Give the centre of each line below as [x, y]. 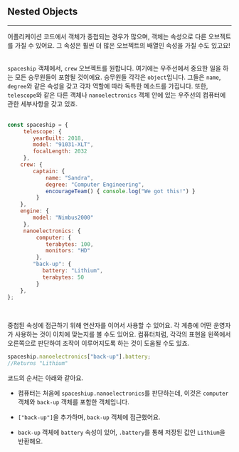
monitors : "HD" [68, 251]
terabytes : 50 [63, 277]
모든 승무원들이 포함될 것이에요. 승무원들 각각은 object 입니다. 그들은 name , [118, 77]
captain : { [49, 171]
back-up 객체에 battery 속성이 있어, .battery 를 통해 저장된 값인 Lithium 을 [121, 432]
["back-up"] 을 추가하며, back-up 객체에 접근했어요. [89, 417]
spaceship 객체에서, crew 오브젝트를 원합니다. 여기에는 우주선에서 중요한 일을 [115, 68]
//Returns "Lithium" [38, 364]
